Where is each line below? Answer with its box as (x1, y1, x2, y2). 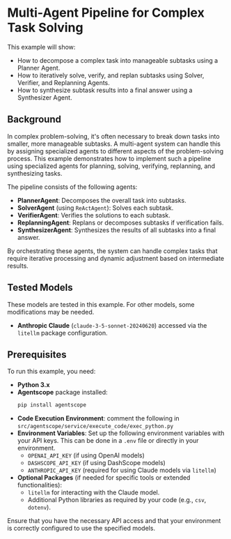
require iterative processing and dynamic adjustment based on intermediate (7, 254, 225, 262)
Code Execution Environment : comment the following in (17, 414, 180, 423)
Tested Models (7, 282, 73, 294)
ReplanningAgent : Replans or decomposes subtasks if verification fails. (17, 218, 224, 227)
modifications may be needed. (7, 308, 95, 316)
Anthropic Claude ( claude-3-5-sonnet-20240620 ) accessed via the (17, 321, 207, 329)
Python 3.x (17, 381, 50, 389)
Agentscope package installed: (17, 388, 108, 397)
